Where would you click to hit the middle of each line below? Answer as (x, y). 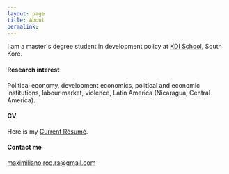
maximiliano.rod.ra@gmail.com (52, 163)
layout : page (26, 14)
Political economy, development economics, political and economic (104, 85)
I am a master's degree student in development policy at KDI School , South (115, 47)
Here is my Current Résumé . (48, 131)
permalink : (23, 26)
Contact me (24, 148)
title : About (26, 20)
